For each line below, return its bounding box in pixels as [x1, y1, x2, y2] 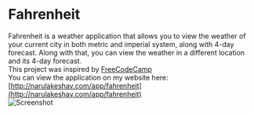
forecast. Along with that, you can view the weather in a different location [8, 48, 245, 57]
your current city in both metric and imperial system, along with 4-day [8, 39, 234, 48]
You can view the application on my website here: [8, 73, 169, 82]
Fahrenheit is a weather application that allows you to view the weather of [8, 31, 246, 41]
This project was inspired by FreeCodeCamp [8, 64, 153, 73]
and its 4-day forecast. [8, 56, 82, 66]
